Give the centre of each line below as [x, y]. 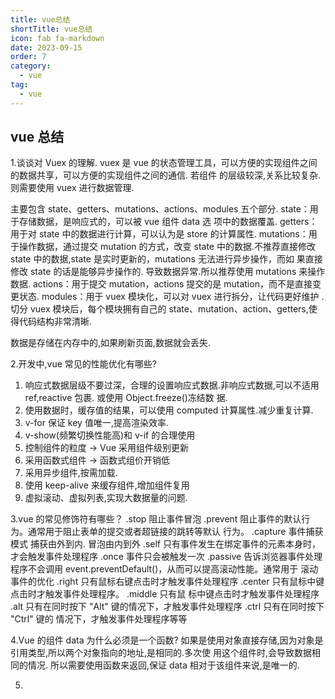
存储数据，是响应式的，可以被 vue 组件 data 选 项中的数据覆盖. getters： [168, 222]
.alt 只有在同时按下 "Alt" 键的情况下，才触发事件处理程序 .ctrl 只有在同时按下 [167, 607]
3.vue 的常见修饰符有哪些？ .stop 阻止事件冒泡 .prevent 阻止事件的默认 [156, 519]
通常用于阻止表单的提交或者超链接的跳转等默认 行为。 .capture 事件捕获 [175, 532]
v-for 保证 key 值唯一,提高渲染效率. [96, 423]
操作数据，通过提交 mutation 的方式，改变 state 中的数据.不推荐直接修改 [167, 247]
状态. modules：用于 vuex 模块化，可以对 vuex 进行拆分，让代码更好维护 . [171, 297]
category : [31, 66]
